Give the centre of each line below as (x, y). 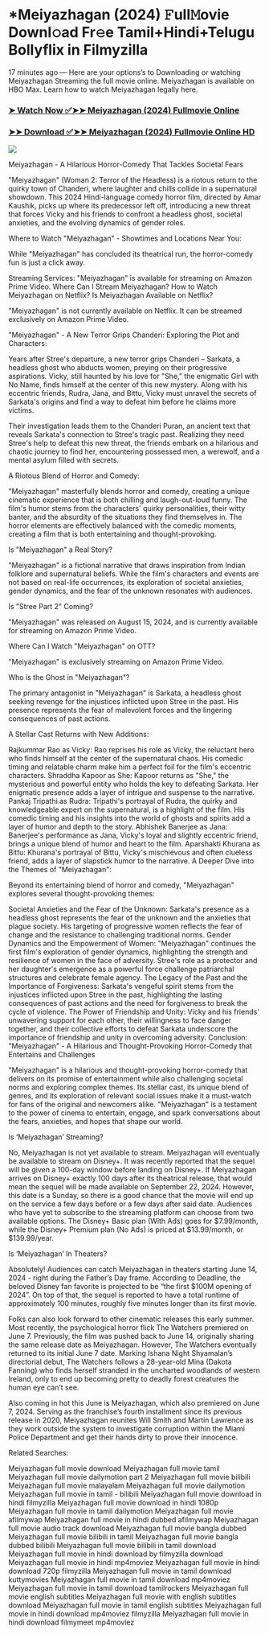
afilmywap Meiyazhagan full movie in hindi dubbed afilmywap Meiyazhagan (134, 1520)
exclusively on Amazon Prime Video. (69, 319)
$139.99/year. (31, 1238)
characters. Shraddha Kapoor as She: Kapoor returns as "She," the (119, 776)
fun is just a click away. (47, 262)
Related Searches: (39, 1453)
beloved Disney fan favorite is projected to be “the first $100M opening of (130, 1287)
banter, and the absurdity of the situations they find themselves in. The (125, 517)
